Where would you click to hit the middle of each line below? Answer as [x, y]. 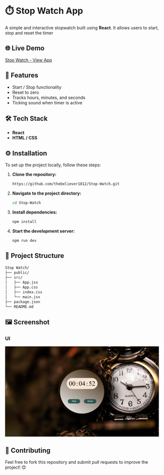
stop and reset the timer [29, 33]
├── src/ [14, 277]
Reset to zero [25, 92]
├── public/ [17, 273]
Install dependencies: [35, 212]
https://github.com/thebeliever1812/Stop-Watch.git [66, 184]
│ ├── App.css [21, 287]
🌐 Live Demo [25, 48]
